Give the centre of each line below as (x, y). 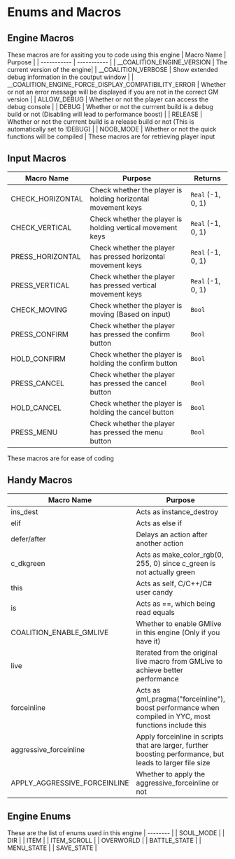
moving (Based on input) (130, 314)
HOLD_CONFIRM (38, 359)
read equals (155, 612)
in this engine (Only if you (178, 632)
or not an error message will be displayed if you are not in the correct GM (113, 92)
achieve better (159, 670)
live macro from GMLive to (179, 661)
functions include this (171, 725)
